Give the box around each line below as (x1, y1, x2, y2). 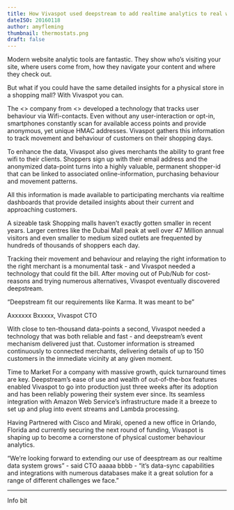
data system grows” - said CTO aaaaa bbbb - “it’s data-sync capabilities (7, 461, 214, 470)
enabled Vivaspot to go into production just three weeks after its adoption (7, 382, 218, 391)
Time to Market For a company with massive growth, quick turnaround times (7, 368, 226, 376)
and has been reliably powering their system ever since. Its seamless (7, 390, 205, 399)
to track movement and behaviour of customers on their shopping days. (7, 134, 214, 143)
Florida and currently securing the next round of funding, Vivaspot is (7, 426, 204, 434)
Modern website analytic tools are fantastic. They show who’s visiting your (7, 55, 221, 63)
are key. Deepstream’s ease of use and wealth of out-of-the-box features (7, 376, 217, 384)
